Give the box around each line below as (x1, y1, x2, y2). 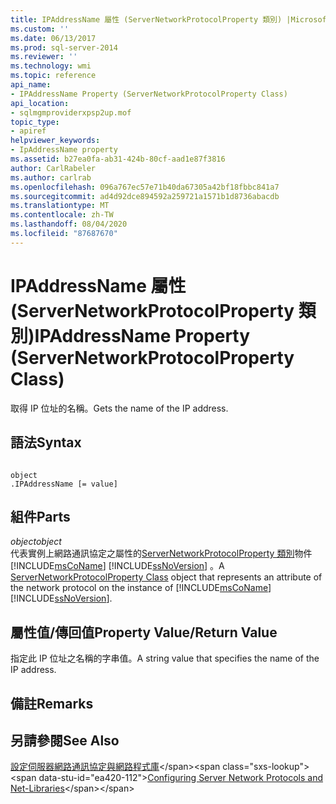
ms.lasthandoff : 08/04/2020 (10, 219, 128, 230)
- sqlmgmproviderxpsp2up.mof (10, 107, 132, 118)
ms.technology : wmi (10, 61, 92, 71)
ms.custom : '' (10, 24, 70, 34)
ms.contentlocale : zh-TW (10, 210, 114, 220)
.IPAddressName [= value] (10, 479, 118, 489)
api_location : (10, 98, 70, 108)
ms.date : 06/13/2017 (10, 33, 97, 43)
